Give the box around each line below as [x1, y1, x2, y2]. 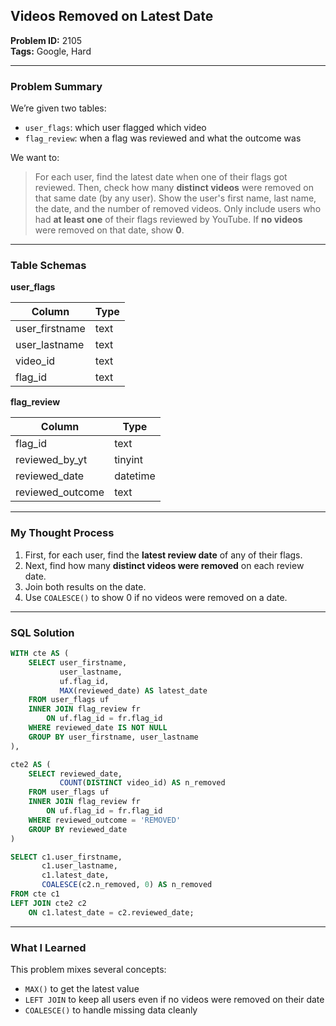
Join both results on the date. [24, 580, 147, 593]
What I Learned [10, 940, 87, 954]
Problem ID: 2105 [10, 34, 83, 46]
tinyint [114, 453, 144, 467]
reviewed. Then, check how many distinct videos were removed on [34, 182, 314, 194]
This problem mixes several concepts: [10, 963, 167, 975]
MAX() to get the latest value [24, 982, 140, 994]
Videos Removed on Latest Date [10, 8, 214, 25]
